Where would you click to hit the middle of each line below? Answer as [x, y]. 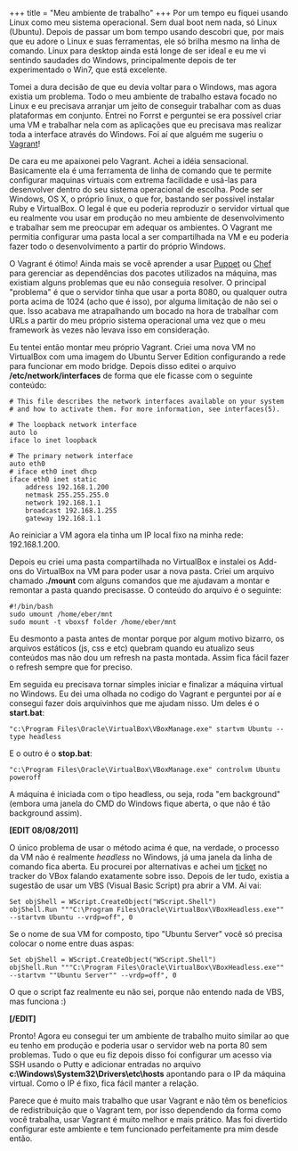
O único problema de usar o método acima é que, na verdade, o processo [145, 847]
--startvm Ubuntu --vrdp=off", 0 [71, 917]
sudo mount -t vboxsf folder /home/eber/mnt [93, 622]
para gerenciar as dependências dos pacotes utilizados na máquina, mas [143, 273]
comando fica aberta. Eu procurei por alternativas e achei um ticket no [138, 867]
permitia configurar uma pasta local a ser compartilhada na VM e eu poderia [149, 237]
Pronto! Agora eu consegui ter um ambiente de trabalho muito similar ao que [149, 1036]
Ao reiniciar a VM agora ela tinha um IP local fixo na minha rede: [126, 535]
